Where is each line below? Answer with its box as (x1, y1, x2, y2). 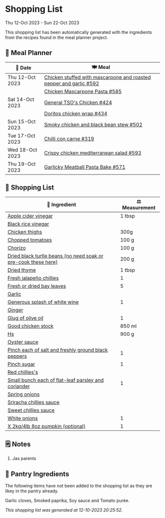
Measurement (122, 204, 156, 211)
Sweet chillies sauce (7, 407, 55, 414)
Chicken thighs (7, 228, 42, 235)
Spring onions (7, 391, 40, 397)
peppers (7, 353, 27, 360)
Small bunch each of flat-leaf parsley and (7, 376, 104, 383)
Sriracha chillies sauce (7, 398, 60, 405)
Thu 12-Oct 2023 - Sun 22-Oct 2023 (5, 20, 80, 26)
